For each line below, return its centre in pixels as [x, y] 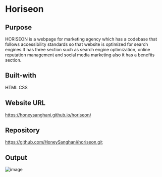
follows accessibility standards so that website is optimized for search [77, 44]
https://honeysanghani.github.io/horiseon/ [48, 115]
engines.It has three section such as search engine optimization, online [78, 50]
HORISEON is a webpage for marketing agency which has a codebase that [81, 39]
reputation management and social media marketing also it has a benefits [80, 55]
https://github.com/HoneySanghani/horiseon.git [54, 142]
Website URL [25, 103]
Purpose [19, 27]
